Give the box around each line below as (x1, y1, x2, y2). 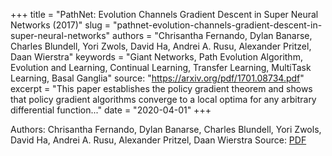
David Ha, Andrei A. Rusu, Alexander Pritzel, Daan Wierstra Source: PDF (10, 134, 307, 146)
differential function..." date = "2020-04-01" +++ (10, 104, 212, 116)
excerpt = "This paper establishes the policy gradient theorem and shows (10, 83, 313, 94)
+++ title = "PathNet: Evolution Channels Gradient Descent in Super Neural (10, 9, 319, 20)
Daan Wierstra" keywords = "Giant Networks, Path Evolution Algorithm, (10, 51, 303, 63)
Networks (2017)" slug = (10, 19, 112, 31)
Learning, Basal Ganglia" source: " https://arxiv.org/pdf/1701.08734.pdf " (10, 72, 305, 84)
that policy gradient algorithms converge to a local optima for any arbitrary (10, 94, 317, 105)
